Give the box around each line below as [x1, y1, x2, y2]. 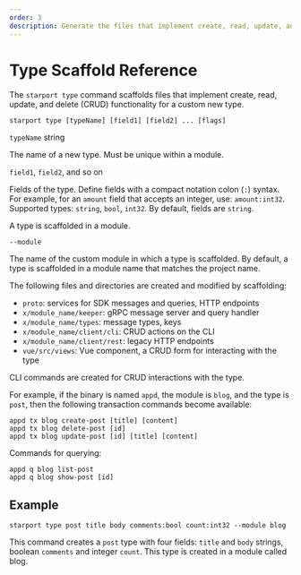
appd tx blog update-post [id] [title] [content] [9, 432, 199, 442]
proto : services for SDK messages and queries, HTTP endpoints [21, 297, 260, 309]
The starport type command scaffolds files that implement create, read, [9, 90, 278, 100]
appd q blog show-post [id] [9, 473, 115, 482]
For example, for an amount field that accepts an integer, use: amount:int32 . [9, 193, 285, 204]
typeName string [9, 132, 65, 143]
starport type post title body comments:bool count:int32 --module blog [9, 521, 287, 530]
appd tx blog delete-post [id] [9, 425, 126, 433]
